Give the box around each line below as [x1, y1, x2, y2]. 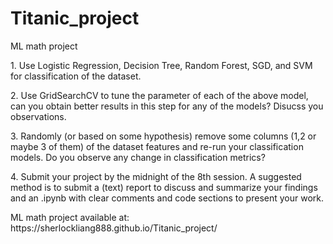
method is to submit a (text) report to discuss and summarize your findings [10, 181, 318, 193]
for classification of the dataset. [10, 70, 142, 82]
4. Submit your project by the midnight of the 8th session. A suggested [10, 170, 302, 182]
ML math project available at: [10, 211, 130, 223]
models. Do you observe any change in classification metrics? [10, 151, 266, 163]
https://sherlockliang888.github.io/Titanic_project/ [10, 222, 218, 234]
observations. [10, 110, 67, 122]
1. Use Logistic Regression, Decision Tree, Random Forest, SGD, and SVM [10, 59, 313, 71]
